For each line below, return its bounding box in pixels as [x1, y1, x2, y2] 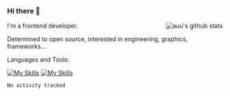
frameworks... [7, 43, 47, 51]
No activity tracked [7, 82, 66, 89]
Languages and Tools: [7, 56, 70, 64]
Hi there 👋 [7, 6, 41, 16]
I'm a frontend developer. [7, 22, 79, 30]
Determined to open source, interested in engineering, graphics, [7, 35, 188, 43]
